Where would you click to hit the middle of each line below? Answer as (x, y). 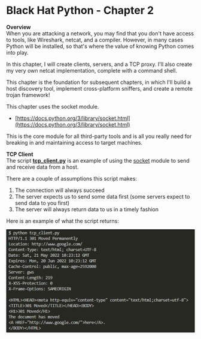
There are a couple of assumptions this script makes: (72, 178)
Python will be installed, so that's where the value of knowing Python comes (100, 46)
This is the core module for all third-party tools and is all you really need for (99, 136)
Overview (19, 27)
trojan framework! (28, 95)
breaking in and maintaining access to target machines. (74, 142)
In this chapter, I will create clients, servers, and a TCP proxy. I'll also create (99, 64)
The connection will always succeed (60, 190)
